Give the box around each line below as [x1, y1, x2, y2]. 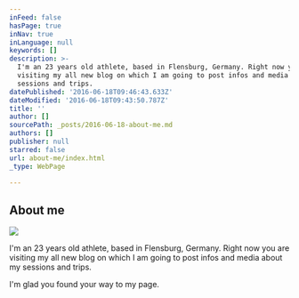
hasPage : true [9, 21, 62, 30]
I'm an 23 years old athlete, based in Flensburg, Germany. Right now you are [9, 243, 290, 254]
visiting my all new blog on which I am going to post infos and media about [9, 253, 283, 263]
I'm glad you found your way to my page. [9, 279, 160, 290]
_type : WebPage [9, 162, 66, 171]
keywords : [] [9, 46, 58, 55]
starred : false [9, 145, 66, 154]
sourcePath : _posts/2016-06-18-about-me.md [9, 121, 174, 130]
